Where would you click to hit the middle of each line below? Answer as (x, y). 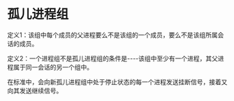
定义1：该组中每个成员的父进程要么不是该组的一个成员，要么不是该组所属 (112, 35)
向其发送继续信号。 (35, 91)
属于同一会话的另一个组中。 (53, 67)
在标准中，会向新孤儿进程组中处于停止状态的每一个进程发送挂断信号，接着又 (117, 81)
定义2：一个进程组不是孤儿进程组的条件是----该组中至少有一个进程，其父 (113, 58)
